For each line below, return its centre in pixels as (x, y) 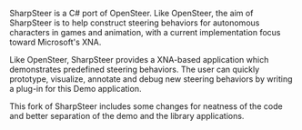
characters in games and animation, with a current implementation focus (145, 32)
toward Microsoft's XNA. (55, 42)
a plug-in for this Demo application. (75, 89)
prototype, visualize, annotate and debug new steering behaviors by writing (151, 79)
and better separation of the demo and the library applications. (127, 116)
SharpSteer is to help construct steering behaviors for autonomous (135, 23)
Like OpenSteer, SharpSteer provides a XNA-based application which (139, 60)
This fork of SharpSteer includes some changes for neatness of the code (146, 106)
